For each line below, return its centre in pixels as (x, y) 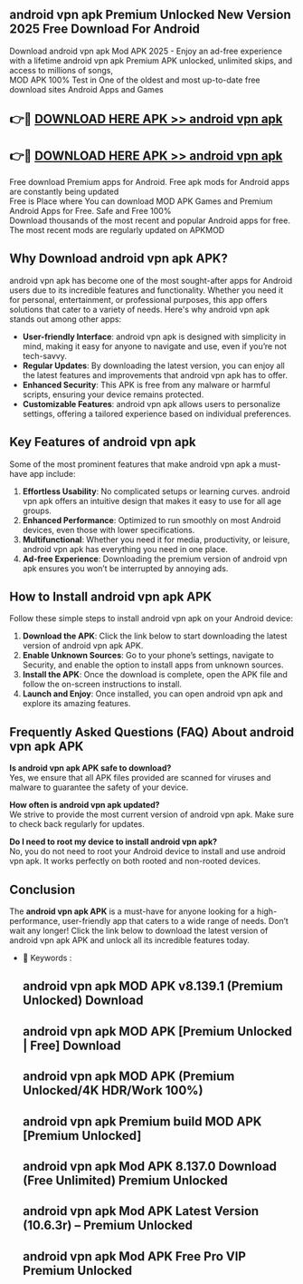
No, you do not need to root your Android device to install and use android (148, 851)
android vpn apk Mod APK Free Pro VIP (134, 1256)
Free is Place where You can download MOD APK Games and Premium (141, 201)
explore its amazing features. (76, 704)
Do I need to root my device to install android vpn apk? (114, 841)
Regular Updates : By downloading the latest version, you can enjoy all (153, 365)
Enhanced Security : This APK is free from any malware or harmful (147, 384)
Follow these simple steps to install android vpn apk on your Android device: (151, 618)
